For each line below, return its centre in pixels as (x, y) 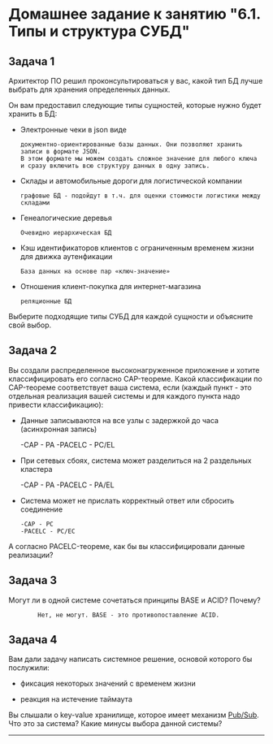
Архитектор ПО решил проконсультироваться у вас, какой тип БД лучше (136, 81)
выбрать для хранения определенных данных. (89, 89)
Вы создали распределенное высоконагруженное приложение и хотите (134, 370)
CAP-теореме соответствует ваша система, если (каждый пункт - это (130, 387)
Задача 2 (32, 350)
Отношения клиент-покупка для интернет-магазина (110, 286)
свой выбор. (30, 325)
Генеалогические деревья (66, 218)
